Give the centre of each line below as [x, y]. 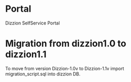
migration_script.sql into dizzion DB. [43, 74]
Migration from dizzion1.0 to [66, 44]
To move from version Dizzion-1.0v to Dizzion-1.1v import [65, 68]
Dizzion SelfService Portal [32, 23]
